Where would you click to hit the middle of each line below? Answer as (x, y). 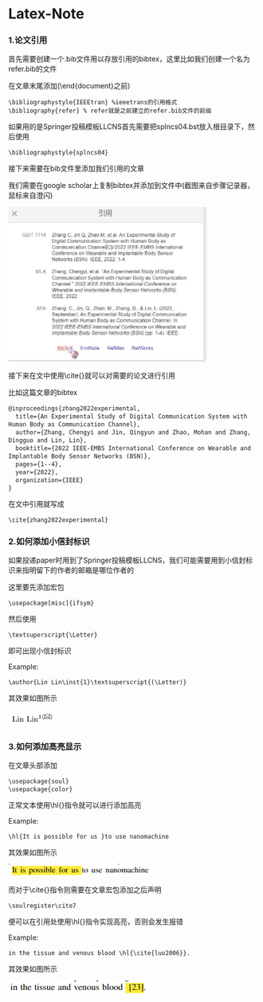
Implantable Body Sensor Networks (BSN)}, (80, 456)
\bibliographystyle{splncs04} (59, 153)
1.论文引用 (28, 41)
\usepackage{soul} (39, 781)
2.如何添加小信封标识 (49, 541)
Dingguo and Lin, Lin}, (48, 440)
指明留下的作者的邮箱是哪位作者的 (78, 570)
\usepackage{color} (41, 789)
